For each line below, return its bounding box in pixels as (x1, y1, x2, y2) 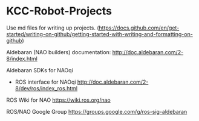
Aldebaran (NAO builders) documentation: (6, 48, 111, 55)
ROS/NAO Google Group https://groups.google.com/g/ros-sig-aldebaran (6, 108, 188, 115)
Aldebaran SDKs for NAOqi (6, 66, 74, 73)
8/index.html (6, 55, 38, 62)
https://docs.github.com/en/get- (99, 24, 180, 31)
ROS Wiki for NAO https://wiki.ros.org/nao (6, 96, 111, 104)
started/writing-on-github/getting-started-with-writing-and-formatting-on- (6, 30, 194, 37)
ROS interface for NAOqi (15, 78, 76, 85)
